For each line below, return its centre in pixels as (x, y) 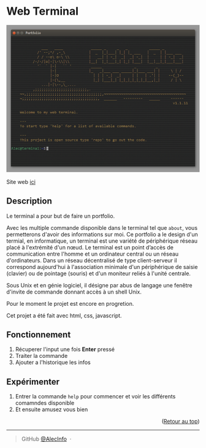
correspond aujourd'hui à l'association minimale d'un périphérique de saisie (102, 267)
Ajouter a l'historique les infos (53, 362)
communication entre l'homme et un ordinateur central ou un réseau (93, 254)
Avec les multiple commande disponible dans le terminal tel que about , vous (102, 227)
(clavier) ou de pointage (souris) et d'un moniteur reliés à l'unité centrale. (99, 273)
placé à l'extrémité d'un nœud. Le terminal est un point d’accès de (90, 247)
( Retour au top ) (181, 422)
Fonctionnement (39, 335)
